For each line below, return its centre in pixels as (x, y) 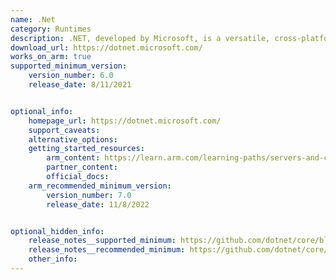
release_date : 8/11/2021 (80, 85)
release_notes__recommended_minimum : (107, 250)
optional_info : (42, 111)
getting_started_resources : (86, 149)
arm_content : (73, 158)
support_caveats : (64, 130)
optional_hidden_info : (57, 231)
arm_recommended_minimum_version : (100, 186)
